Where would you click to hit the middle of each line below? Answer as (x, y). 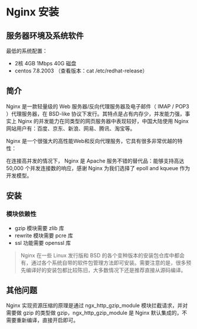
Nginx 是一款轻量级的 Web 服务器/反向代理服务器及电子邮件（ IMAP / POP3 (98, 106)
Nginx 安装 (32, 12)
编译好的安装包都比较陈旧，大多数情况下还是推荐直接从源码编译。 (106, 270)
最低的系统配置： (27, 51)
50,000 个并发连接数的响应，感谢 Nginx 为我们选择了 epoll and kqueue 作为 (98, 168)
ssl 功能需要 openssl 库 (43, 242)
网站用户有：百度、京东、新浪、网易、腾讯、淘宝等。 (71, 128)
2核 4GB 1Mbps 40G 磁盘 (45, 63)
